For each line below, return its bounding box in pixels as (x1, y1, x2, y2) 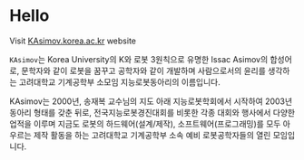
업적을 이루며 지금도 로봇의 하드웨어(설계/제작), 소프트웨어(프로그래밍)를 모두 (9, 118, 281, 129)
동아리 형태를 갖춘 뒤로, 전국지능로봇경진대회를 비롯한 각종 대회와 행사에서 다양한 (9, 107, 296, 118)
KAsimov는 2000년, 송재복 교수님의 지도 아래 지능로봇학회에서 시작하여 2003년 (9, 96, 293, 107)
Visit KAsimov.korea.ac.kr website (9, 35, 136, 46)
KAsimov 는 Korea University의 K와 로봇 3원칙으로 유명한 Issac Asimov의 (9, 53, 269, 64)
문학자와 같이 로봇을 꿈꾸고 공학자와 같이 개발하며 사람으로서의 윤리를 (21, 65, 266, 76)
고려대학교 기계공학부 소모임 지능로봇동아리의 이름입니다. (18, 76, 221, 87)
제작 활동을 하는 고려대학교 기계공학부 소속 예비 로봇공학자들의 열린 (33, 129, 271, 140)
